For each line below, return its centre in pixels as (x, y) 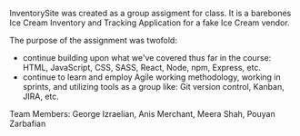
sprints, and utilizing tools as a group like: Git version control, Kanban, (153, 87)
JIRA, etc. (40, 96)
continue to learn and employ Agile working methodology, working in (152, 77)
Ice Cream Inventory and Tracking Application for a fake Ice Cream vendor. (150, 23)
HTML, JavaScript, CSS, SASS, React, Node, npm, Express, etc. (142, 68)
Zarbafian (28, 123)
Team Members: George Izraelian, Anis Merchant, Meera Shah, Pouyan (142, 114)
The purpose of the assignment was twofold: (93, 40)
